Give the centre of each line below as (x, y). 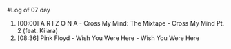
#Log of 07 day (29, 10)
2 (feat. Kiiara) (38, 31)
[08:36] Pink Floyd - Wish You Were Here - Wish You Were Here (108, 38)
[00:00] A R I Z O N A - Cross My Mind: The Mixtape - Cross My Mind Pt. (121, 23)
